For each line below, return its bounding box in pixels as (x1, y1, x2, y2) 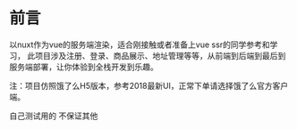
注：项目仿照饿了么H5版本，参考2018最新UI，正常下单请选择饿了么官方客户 (9, 80, 289, 91)
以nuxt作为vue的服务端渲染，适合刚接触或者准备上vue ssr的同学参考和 (9, 39, 270, 50)
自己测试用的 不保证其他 (9, 110, 98, 121)
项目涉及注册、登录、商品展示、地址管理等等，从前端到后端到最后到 (34, 50, 286, 60)
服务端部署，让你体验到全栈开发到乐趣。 (9, 61, 158, 72)
